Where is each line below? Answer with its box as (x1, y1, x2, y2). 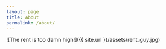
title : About (6, 14, 39, 20)
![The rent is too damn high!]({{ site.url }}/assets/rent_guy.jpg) (6, 36, 161, 44)
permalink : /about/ (6, 20, 56, 26)
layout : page (6, 8, 39, 15)
